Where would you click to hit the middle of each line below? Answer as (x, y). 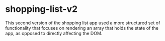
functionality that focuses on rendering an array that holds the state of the (82, 28)
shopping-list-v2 (42, 9)
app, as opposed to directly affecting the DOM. (54, 33)
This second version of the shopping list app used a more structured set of (83, 23)
